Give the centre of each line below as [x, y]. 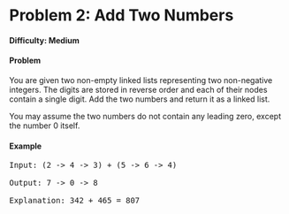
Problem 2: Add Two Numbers [122, 15]
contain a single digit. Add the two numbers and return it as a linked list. [140, 99]
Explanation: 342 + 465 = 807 [75, 201]
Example [26, 146]
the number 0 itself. [45, 126]
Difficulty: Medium [44, 40]
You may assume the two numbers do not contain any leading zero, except [145, 116]
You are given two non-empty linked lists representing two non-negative [141, 80]
